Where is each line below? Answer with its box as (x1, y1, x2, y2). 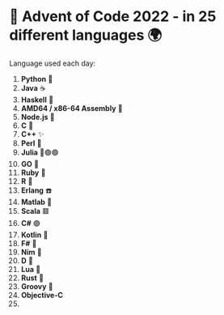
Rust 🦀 (20, 273, 44, 283)
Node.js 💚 (20, 112, 55, 121)
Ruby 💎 (20, 168, 46, 177)
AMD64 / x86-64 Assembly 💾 (20, 103, 124, 113)
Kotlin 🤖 (20, 230, 49, 240)
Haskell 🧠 (20, 95, 54, 104)
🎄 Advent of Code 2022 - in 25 (9, 7, 217, 26)
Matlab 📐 (20, 197, 53, 206)
